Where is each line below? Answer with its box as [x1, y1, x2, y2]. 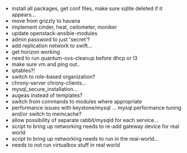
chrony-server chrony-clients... [11, 79, 87, 86]
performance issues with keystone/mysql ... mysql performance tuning [11, 105, 182, 111]
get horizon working [11, 48, 60, 55]
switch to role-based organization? [11, 73, 96, 80]
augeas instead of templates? [11, 92, 83, 99]
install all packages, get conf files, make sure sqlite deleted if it [11, 5, 163, 12]
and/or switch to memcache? [11, 110, 82, 117]
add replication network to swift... [11, 42, 93, 49]
